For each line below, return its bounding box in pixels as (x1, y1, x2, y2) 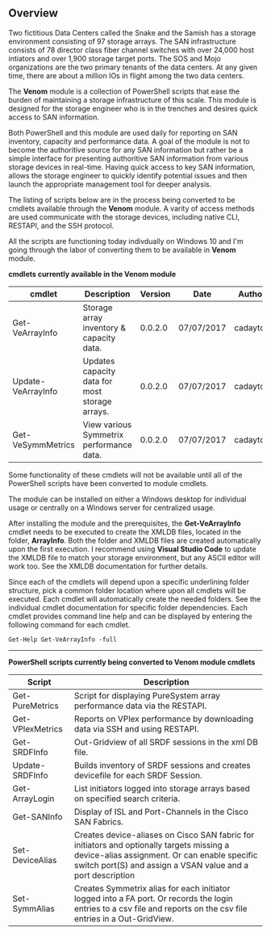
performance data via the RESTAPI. (73, 700, 207, 711)
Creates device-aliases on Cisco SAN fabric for (73, 829, 255, 841)
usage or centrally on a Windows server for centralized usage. (8, 502, 215, 512)
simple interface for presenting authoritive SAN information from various (8, 153, 248, 163)
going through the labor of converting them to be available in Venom (8, 245, 236, 254)
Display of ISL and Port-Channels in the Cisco (73, 806, 248, 817)
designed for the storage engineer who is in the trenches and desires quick (8, 103, 258, 113)
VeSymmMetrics (12, 439, 75, 451)
